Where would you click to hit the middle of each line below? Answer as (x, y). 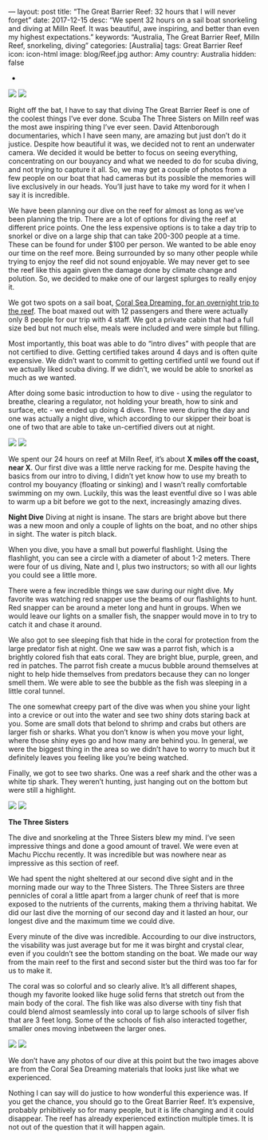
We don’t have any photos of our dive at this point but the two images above (134, 1060)
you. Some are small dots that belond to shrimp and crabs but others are (127, 724)
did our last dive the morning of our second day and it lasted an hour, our (128, 912)
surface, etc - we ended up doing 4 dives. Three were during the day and (129, 410)
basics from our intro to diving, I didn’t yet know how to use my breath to (128, 476)
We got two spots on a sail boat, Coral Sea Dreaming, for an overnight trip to (134, 302)
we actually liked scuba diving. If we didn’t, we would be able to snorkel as (131, 369)
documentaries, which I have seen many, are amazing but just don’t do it (127, 136)
